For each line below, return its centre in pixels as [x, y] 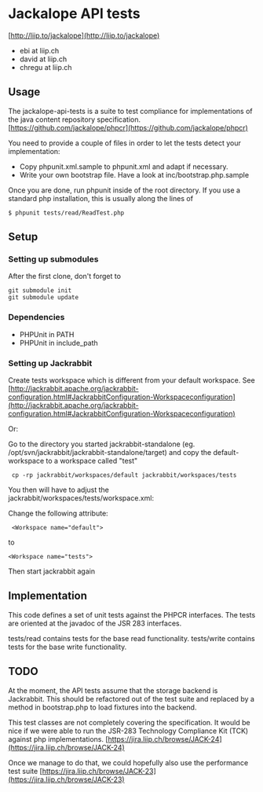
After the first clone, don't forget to [65, 277]
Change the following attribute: [58, 513]
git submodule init [40, 291]
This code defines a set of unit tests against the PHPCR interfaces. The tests [132, 614]
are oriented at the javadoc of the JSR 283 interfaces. [95, 623]
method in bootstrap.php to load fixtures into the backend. [102, 707]
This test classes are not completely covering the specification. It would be [130, 722]
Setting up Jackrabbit [50, 363]
